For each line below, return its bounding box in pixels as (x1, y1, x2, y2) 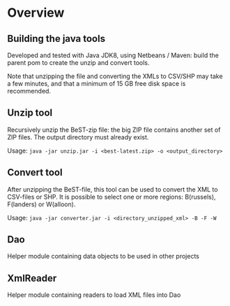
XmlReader (7, 272, 57, 284)
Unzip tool (7, 107, 53, 119)
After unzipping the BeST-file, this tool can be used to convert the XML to (7, 185, 218, 193)
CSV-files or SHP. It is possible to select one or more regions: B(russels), (7, 192, 216, 201)
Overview (7, 5, 65, 21)
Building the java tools (7, 33, 106, 45)
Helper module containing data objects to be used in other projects (7, 252, 200, 261)
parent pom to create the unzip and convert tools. (7, 59, 150, 67)
